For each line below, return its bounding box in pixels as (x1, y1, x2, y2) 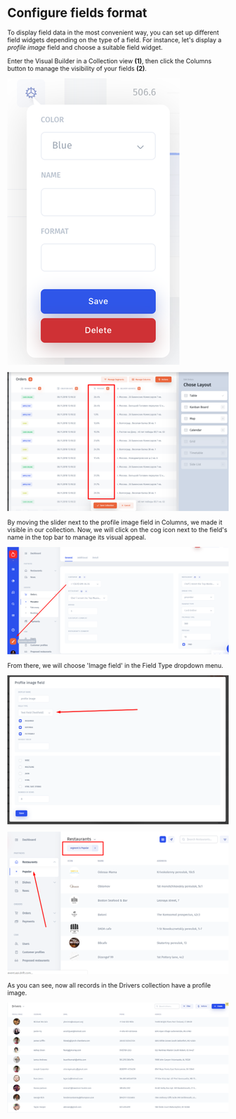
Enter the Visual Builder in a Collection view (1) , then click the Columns (7, 56, 212, 65)
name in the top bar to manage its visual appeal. (7, 533, 146, 541)
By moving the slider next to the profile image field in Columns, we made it (7, 518, 223, 526)
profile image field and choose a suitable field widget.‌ (7, 43, 163, 51)
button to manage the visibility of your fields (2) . (7, 64, 147, 72)
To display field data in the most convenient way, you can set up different (7, 28, 219, 37)
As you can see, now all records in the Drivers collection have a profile (7, 981, 211, 990)
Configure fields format (7, 5, 147, 21)
